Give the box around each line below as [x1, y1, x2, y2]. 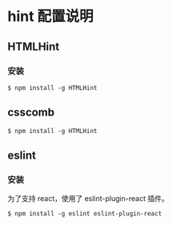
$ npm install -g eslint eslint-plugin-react [7, 210, 162, 218]
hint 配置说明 [7, 7, 94, 26]
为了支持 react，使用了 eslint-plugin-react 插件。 [7, 194, 169, 204]
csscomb [7, 106, 55, 119]
